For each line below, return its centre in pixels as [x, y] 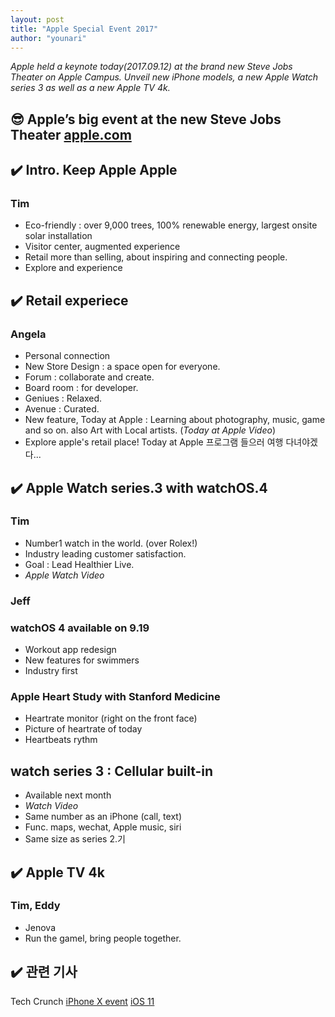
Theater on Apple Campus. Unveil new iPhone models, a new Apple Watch [164, 77]
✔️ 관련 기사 [44, 972]
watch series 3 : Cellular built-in [112, 771]
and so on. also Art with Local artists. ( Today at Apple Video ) [150, 430]
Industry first [51, 671]
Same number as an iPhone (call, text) [103, 817]
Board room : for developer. [81, 388]
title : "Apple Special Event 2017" [84, 29]
